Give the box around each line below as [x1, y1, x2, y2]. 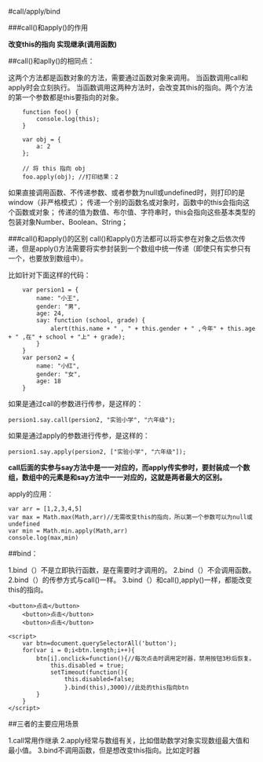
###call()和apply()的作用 [8, 23, 89, 32]
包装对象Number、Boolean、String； [8, 218, 129, 226]
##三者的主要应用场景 [8, 719, 79, 728]
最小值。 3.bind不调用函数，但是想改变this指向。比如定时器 [8, 746, 200, 755]
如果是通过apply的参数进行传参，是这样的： [8, 431, 151, 440]
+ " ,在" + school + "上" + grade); [8, 333, 126, 341]
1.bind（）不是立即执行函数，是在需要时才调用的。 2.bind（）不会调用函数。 [8, 566, 256, 574]
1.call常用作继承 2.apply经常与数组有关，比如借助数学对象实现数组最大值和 [8, 736, 250, 745]
